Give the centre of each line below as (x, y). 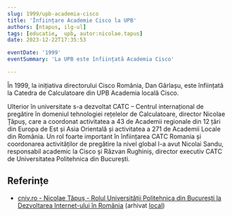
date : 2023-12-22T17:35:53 (47, 40)
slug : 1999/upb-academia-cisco (53, 14)
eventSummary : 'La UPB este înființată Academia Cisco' (91, 59)
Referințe (28, 181)
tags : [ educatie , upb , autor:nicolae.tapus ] (75, 33)
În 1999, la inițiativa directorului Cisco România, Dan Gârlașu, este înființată (115, 85)
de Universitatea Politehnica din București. (69, 158)
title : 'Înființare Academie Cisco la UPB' (72, 20)
